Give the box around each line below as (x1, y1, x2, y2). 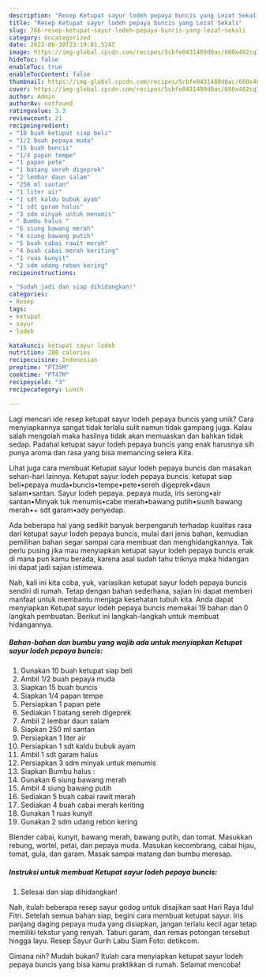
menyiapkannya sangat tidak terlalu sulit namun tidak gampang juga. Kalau (9, 422, 252, 432)
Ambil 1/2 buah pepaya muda (20, 674, 115, 684)
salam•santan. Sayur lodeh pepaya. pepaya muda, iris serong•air (9, 488, 222, 498)
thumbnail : (9, 77, 45, 85)
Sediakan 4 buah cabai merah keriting (20, 800, 144, 810)
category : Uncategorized (9, 33, 91, 42)
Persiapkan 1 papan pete (20, 700, 101, 709)
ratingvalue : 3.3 (9, 108, 66, 115)
